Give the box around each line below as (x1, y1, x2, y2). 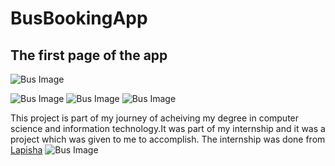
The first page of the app (10, 47, 168, 64)
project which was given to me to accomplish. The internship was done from (10, 133, 326, 145)
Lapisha (10, 144, 43, 156)
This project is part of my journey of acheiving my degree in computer (10, 112, 300, 124)
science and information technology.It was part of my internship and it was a (10, 123, 326, 134)
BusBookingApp (10, 7, 148, 30)
